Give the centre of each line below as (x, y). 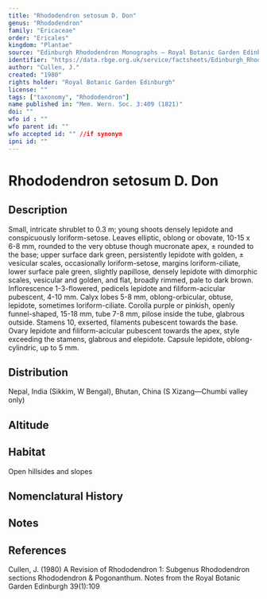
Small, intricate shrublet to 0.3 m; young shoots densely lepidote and (121, 229)
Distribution (39, 372)
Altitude (29, 425)
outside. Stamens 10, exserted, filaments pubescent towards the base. (123, 322)
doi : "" (21, 112)
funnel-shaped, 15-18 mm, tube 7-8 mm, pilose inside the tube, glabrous (126, 313)
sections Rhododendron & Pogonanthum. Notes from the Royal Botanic (124, 578)
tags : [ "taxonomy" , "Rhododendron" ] (69, 97)
